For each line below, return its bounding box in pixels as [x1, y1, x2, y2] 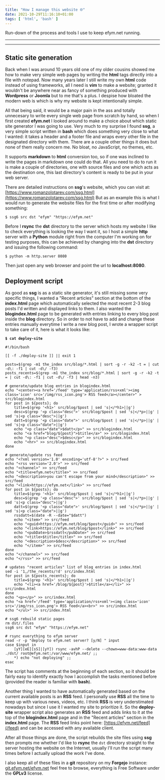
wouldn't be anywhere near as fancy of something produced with [5, 87, 137, 94]
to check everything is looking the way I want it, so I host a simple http [5, 229, 148, 235]
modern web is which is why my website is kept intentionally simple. [5, 98, 143, 104]
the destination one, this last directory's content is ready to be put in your [5, 170, 154, 176]
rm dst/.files [5, 621, 34, 626]
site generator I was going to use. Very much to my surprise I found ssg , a [5, 123, 155, 129]
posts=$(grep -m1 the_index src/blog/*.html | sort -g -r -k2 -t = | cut [5, 362, 160, 367]
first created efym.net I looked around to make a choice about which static [5, 118, 157, 124]
